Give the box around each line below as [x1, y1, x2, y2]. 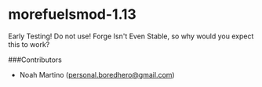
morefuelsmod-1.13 [8, 5, 137, 24]
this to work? [8, 39, 50, 49]
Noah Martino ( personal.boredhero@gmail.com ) [19, 70, 175, 79]
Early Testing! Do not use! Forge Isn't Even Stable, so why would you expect [8, 31, 254, 41]
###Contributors [8, 55, 63, 64]
